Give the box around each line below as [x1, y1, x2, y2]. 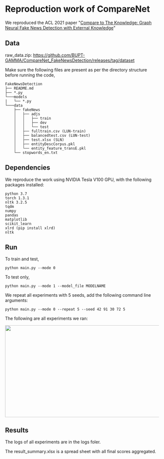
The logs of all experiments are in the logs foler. [5, 439, 101, 445]
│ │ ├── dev [14, 120, 47, 125]
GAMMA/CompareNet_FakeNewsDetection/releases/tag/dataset [5, 57, 135, 63]
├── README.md [5, 86, 34, 91]
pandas [5, 212, 19, 218]
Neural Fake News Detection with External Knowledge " [5, 25, 116, 30]
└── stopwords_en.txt [14, 150, 58, 155]
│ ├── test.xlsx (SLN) [14, 137, 64, 142]
